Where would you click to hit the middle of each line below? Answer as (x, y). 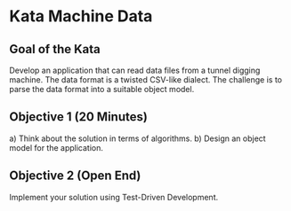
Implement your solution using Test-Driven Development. (114, 197)
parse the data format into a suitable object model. (102, 89)
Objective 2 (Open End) (75, 176)
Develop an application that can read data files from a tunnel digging (135, 70)
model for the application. (57, 147)
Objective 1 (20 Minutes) (79, 117)
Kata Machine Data (81, 16)
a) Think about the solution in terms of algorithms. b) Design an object (137, 138)
